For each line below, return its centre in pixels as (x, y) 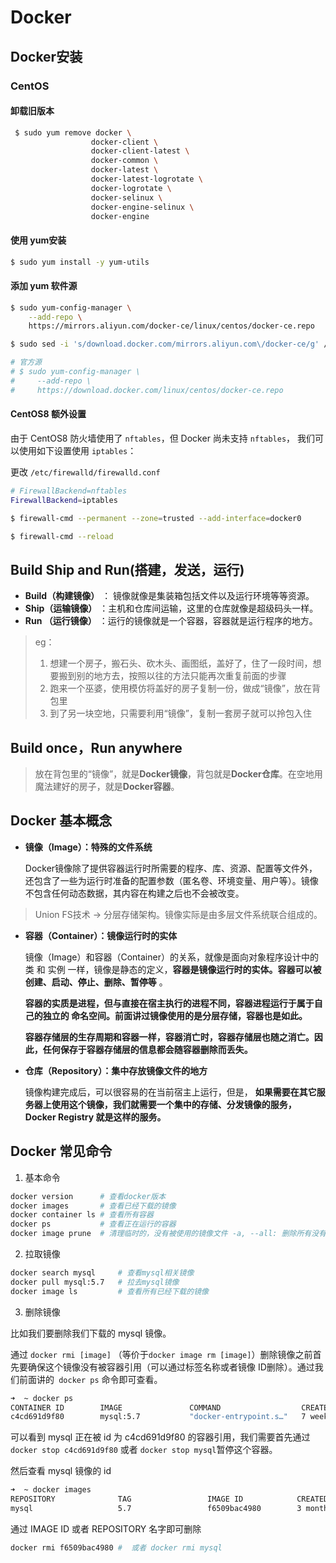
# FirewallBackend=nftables (69, 491)
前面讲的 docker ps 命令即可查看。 (90, 1379)
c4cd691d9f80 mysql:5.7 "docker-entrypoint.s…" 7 (158, 1417)
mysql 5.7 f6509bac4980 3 (156, 1509)
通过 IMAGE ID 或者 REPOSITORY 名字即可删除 (106, 1528)
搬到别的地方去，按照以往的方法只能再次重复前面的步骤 (172, 676)
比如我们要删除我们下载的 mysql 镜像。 (91, 1333)
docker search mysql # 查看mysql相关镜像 (102, 1273)
